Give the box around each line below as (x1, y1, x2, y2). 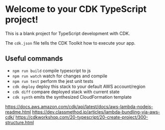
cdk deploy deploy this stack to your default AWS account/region (12, 83, 146, 89)
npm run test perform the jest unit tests (12, 78, 93, 84)
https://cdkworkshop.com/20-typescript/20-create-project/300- (15, 114, 148, 120)
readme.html (5, 109, 31, 115)
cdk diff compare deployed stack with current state (12, 88, 120, 95)
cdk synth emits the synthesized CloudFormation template (12, 94, 132, 100)
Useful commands (5, 55, 63, 63)
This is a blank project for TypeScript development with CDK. (5, 30, 130, 36)
